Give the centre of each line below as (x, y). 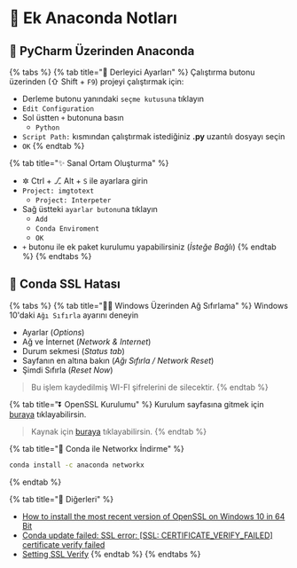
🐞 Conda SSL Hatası (65, 284)
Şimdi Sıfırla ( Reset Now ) (67, 370)
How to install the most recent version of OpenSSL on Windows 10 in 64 (153, 516)
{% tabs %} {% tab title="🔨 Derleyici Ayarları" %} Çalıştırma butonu (132, 72)
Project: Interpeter (73, 201)
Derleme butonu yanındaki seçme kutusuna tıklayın (113, 99)
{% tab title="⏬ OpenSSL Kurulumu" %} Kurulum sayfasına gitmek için (137, 404)
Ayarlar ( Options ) (53, 332)
